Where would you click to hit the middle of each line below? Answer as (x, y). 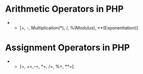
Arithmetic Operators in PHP (64, 9)
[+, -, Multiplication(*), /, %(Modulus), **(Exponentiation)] (79, 27)
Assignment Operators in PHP (68, 48)
